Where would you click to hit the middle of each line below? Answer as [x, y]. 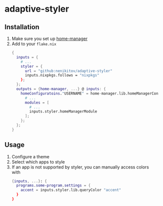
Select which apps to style [38, 162]
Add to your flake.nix [34, 44]
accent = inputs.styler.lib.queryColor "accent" [71, 190]
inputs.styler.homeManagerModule [63, 112]
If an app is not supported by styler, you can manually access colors [80, 167]
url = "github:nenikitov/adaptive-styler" [69, 71]
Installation [22, 27]
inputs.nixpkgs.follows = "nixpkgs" [62, 75]
